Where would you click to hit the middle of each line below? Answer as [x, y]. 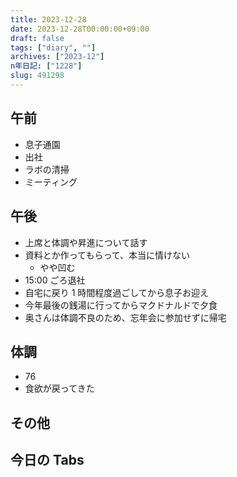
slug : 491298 [37, 76]
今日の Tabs [47, 460]
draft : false [37, 38]
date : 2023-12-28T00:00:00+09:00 [80, 29]
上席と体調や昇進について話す [86, 242]
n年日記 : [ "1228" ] [46, 66]
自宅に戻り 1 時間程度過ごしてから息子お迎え [116, 292]
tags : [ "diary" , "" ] [53, 47]
